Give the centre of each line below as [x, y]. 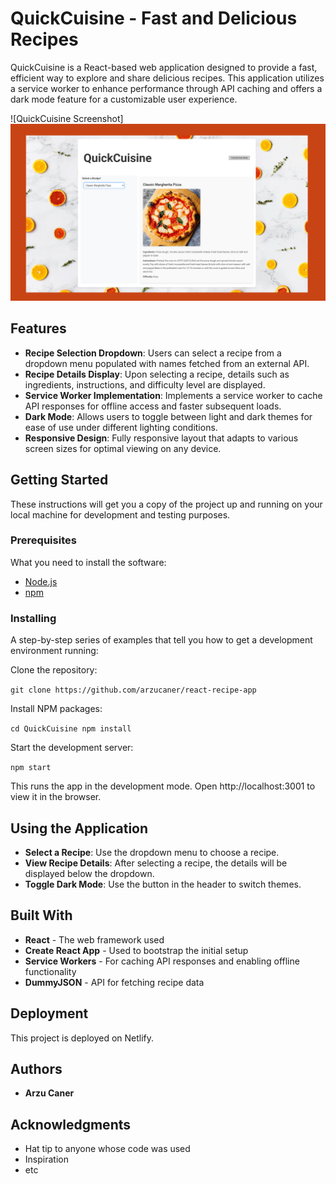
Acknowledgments [71, 1124]
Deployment [49, 1013]
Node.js [41, 581]
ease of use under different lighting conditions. [121, 427]
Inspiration [46, 1159]
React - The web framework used [94, 939]
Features [38, 328]
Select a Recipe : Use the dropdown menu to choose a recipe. [152, 852]
